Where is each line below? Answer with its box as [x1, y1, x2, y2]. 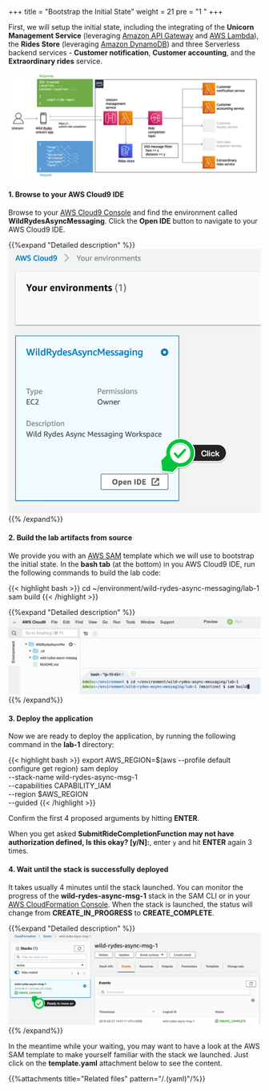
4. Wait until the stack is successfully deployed [8, 864, 169, 874]
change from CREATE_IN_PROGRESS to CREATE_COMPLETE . [8, 907, 215, 917]
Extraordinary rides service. [8, 56, 102, 66]
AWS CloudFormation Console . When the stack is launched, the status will [8, 899, 254, 909]
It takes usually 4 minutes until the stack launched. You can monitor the [8, 882, 244, 892]
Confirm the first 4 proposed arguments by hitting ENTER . [8, 814, 200, 823]
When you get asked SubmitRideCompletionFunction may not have [8, 829, 235, 838]
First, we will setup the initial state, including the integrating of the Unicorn [8, 22, 255, 31]
